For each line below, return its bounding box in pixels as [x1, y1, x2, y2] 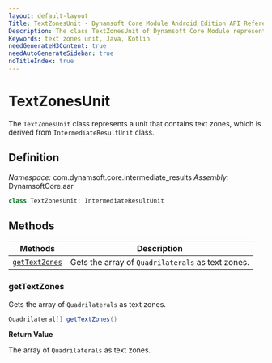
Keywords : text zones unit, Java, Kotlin [8, 34, 151, 43]
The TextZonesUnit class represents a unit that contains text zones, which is [8, 118, 261, 128]
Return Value [8, 330, 53, 340]
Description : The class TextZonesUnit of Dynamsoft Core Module [8, 27, 230, 35]
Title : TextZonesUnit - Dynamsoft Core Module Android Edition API [8, 19, 241, 28]
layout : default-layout [8, 11, 89, 20]
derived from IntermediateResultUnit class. [8, 127, 155, 137]
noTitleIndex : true [8, 58, 74, 66]
